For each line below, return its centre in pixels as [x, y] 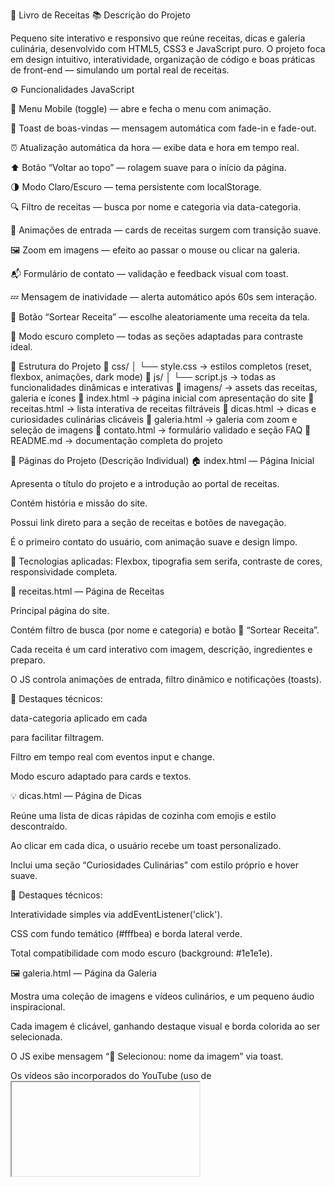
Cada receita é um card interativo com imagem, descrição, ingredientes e [161, 649]
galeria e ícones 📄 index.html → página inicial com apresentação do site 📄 [162, 398]
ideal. [21, 347]
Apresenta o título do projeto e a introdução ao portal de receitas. [145, 483]
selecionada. [36, 1037]
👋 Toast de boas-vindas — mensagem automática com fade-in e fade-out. [163, 128]
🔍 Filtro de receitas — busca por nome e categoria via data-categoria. [156, 207]
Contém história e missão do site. [79, 503]
